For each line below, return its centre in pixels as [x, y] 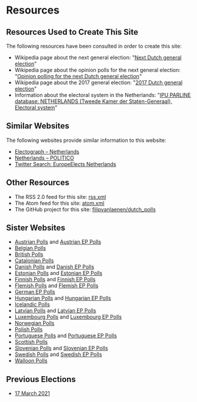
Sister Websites [36, 228]
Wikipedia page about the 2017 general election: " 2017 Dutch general [98, 82]
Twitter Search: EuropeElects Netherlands [65, 164]
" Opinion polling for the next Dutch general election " [78, 76]
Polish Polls [29, 330]
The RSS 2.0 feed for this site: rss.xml [60, 197]
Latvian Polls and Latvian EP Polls [55, 311]
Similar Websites [38, 126]
